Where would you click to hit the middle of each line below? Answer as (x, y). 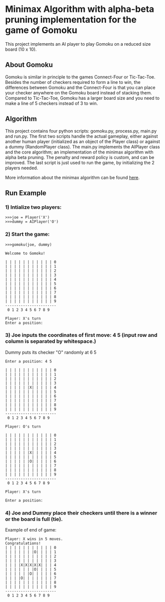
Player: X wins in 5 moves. (34, 539)
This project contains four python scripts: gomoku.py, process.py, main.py (81, 131)
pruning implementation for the (71, 20)
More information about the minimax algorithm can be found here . (72, 177)
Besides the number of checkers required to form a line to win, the (73, 82)
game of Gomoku (41, 30)
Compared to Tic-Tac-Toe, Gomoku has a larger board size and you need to (82, 98)
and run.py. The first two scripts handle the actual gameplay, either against (82, 136)
